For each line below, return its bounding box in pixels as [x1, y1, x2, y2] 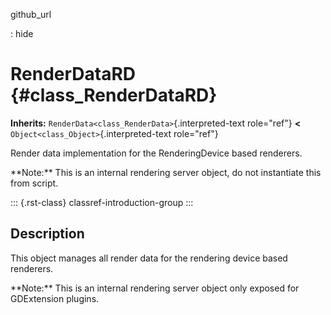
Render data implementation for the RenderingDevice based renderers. [10, 147, 303, 159]
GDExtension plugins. [10, 292, 100, 304]
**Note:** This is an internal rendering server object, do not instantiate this [10, 166, 322, 178]
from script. [10, 177, 59, 189]
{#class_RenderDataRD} [10, 84, 218, 107]
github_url [10, 9, 52, 20]
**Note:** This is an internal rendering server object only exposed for [10, 282, 300, 294]
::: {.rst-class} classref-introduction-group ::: [10, 196, 194, 208]
